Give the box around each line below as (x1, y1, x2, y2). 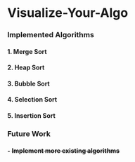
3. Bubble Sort (7, 79, 51, 88)
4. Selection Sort (7, 95, 58, 104)
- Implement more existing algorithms (7, 146, 120, 155)
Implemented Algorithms (7, 30, 95, 40)
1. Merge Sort (7, 47, 47, 55)
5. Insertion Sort (7, 112, 56, 120)
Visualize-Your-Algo (7, 5, 129, 21)
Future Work (7, 129, 51, 138)
